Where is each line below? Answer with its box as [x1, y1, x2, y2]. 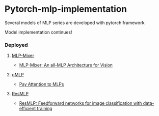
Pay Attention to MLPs [19, 81, 64, 87]
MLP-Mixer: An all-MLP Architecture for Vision [19, 62, 113, 68]
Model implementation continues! [4, 29, 72, 35]
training [37, 106, 53, 112]
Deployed [4, 41, 28, 48]
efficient [19, 106, 36, 112]
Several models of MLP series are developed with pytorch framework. [4, 20, 146, 26]
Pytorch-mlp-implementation [4, 3, 127, 15]
